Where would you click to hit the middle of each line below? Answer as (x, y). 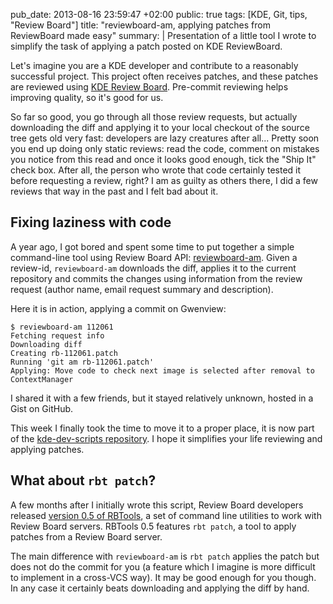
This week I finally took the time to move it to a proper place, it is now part (162, 428)
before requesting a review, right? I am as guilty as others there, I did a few (164, 180)
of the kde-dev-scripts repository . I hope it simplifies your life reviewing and (166, 438)
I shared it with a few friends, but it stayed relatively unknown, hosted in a (162, 398)
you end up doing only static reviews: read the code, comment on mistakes (165, 148)
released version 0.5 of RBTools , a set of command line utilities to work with (166, 515)
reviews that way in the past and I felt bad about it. (114, 191)
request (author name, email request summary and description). (142, 289)
